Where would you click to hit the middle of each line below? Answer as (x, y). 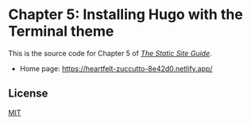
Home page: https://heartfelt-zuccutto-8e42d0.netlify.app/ (116, 68)
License (28, 94)
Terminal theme (61, 31)
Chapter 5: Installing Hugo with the (126, 15)
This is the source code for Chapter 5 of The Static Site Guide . (110, 53)
